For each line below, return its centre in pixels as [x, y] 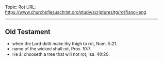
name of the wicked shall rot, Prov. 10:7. [51, 48]
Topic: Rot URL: [21, 7]
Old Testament [28, 32]
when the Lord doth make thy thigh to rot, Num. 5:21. [65, 44]
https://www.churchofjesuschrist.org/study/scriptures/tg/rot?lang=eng [76, 12]
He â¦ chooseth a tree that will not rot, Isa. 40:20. [61, 54]
